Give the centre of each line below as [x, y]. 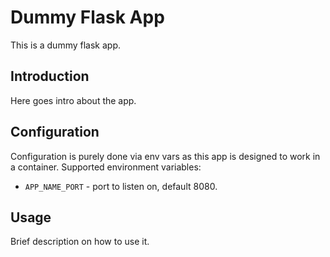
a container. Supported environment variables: [106, 167]
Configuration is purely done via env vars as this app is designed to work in [165, 156]
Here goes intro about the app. [73, 100]
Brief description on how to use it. [80, 242]
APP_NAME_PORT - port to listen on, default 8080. [121, 186]
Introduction [50, 76]
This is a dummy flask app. [66, 45]
